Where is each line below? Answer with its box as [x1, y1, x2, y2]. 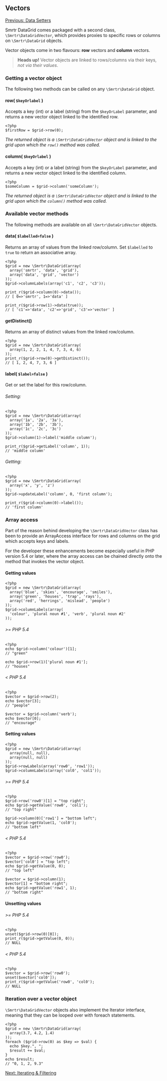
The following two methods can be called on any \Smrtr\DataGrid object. [5, 86, 156, 92]
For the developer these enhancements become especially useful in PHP [5, 548, 155, 554]
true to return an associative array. [5, 250, 77, 256]
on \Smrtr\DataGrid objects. [5, 37, 63, 43]
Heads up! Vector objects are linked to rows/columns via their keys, [17, 57, 157, 63]
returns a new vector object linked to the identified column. [5, 170, 127, 176]
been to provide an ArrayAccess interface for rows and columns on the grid [5, 533, 161, 539]
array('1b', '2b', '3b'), [9, 422, 64, 427]
